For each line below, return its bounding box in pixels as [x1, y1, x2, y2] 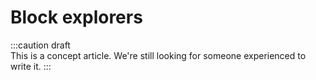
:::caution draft [10, 39, 71, 51]
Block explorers [10, 6, 143, 29]
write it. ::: [10, 60, 52, 72]
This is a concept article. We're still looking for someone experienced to [10, 49, 307, 61]
